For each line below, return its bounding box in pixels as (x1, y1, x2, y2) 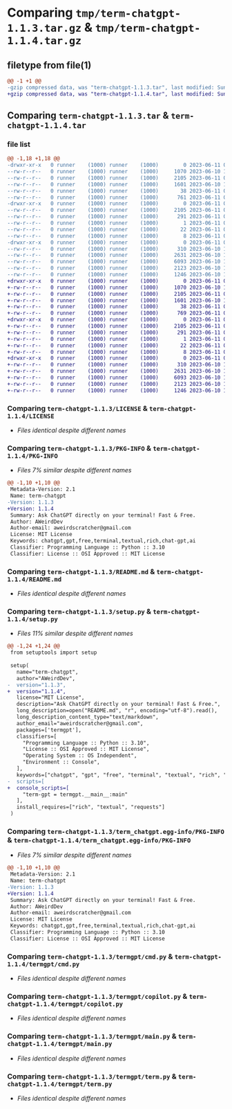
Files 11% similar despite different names (17, 629, 133, 638)
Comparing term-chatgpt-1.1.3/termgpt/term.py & (7, 1072, 177, 1081)
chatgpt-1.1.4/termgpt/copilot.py (7, 1000, 123, 1009)
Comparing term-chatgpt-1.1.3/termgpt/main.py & (7, 1031, 177, 1041)
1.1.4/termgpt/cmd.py (7, 960, 80, 968)
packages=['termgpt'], (16, 726, 81, 734)
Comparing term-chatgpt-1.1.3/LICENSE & (7, 403, 148, 413)
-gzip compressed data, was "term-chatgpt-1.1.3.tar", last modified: (7, 84, 215, 91)
